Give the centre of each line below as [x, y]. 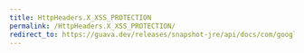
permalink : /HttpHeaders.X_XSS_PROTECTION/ [93, 26]
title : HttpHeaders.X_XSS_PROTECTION [81, 18]
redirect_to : [34, 34]
